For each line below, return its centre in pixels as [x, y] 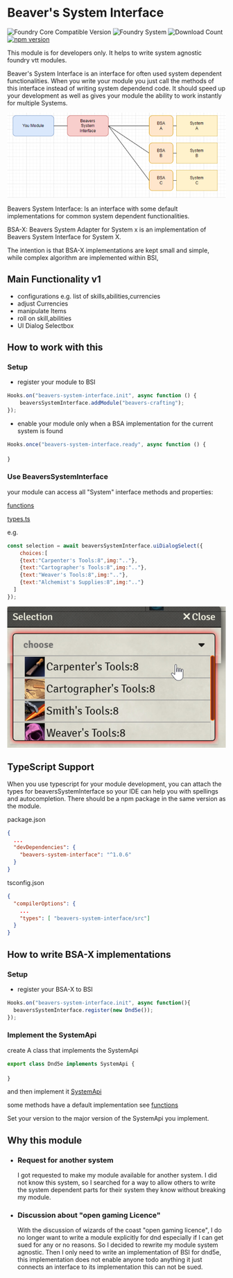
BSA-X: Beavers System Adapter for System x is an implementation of [107, 229]
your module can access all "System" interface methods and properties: [110, 492]
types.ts [19, 518]
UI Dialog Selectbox [45, 325]
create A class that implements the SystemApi [73, 1050]
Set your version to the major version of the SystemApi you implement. [108, 1119]
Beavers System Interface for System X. [64, 236]
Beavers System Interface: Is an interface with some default [93, 209]
